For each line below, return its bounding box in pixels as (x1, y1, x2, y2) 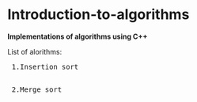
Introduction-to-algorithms (7, 6, 190, 24)
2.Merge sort (11, 85, 63, 94)
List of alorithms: (7, 47, 63, 56)
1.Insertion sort (11, 62, 79, 71)
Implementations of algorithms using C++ (7, 32, 148, 41)
